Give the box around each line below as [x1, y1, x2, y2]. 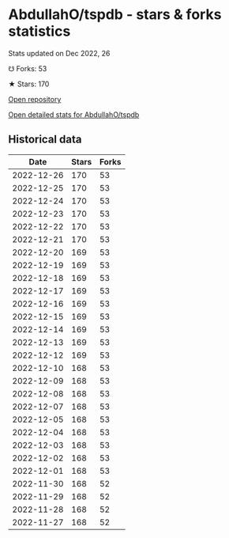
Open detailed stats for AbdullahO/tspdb [8, 109, 140, 119]
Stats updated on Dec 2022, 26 [8, 48, 111, 58]
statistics [8, 22, 71, 40]
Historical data [8, 133, 82, 146]
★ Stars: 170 [8, 79, 50, 89]
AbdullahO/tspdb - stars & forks [8, 6, 222, 24]
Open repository [8, 94, 62, 104]
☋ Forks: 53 [8, 63, 47, 73]
